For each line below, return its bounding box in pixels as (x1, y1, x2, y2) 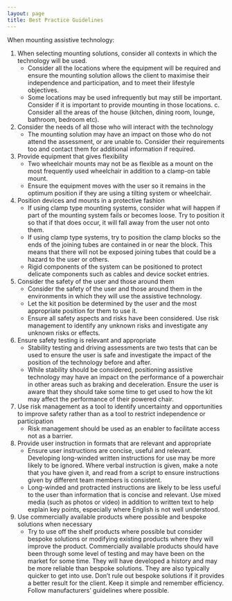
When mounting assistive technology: (7, 35, 115, 44)
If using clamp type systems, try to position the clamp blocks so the (27, 233, 221, 241)
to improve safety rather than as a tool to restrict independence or (17, 409, 206, 418)
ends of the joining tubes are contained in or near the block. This (27, 240, 213, 249)
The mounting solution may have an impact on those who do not (27, 129, 211, 138)
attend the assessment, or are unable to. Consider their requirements (27, 137, 225, 145)
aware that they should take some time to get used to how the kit (27, 387, 213, 395)
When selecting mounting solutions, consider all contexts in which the (17, 49, 217, 57)
